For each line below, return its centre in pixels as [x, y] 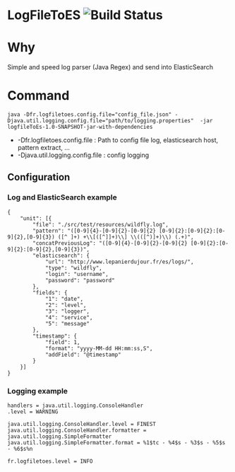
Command [38, 96]
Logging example [38, 391]
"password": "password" [80, 280]
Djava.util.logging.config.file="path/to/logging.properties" [101, 121]
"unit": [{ [36, 218]
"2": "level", [66, 305]
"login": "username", [77, 274]
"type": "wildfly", [73, 268]
